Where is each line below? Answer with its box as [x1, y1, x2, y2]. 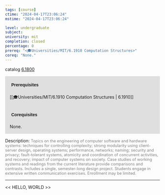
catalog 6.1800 [5, 66, 35, 72]
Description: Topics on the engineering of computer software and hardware [5, 137, 147, 143]
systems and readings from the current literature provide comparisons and [5, 161, 143, 166]
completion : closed [5, 39, 45, 44]
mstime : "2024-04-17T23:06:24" [5, 16, 69, 21]
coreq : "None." [5, 53, 36, 58]
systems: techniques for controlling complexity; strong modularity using [5, 143, 138, 148]
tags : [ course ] [5, 7, 36, 12]
